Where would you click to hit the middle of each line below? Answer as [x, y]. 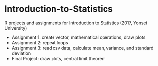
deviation [21, 53]
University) [16, 28]
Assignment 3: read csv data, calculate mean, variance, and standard [82, 48]
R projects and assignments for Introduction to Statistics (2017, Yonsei [76, 23]
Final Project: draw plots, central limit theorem [59, 58]
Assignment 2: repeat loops [40, 42]
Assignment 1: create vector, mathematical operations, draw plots [79, 37]
